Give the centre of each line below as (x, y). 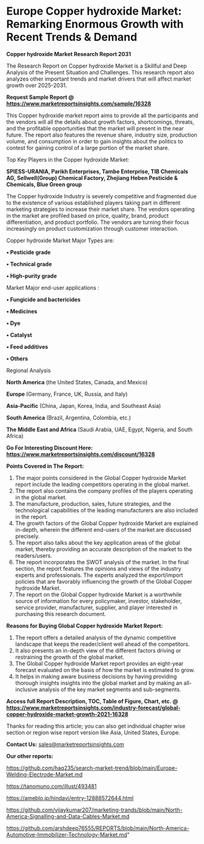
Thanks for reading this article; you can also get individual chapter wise (96, 726)
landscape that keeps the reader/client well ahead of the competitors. (102, 644)
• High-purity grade (32, 276)
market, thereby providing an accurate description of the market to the (104, 549)
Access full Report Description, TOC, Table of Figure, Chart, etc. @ (92, 701)
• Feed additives (27, 346)
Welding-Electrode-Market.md (45, 774)
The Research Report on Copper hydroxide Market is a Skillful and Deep (97, 66)
